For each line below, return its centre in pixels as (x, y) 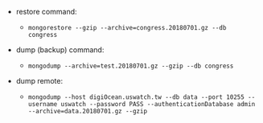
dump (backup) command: (60, 50)
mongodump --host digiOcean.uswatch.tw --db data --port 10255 (136, 97)
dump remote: (39, 81)
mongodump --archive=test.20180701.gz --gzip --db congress (131, 66)
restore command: (47, 12)
